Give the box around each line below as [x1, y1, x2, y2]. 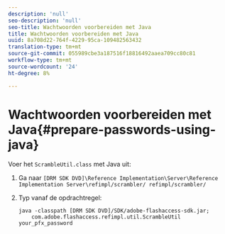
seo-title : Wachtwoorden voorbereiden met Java [8, 23, 152, 30]
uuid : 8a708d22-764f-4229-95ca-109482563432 [8, 37, 142, 44]
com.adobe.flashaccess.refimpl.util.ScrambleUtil [31, 213, 181, 221]
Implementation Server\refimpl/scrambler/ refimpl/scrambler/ [18, 182, 207, 189]
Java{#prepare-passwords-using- [8, 121, 216, 138]
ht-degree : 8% [8, 69, 50, 77]
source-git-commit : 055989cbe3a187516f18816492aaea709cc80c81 [8, 50, 196, 57]
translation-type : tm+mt [8, 43, 82, 50]
